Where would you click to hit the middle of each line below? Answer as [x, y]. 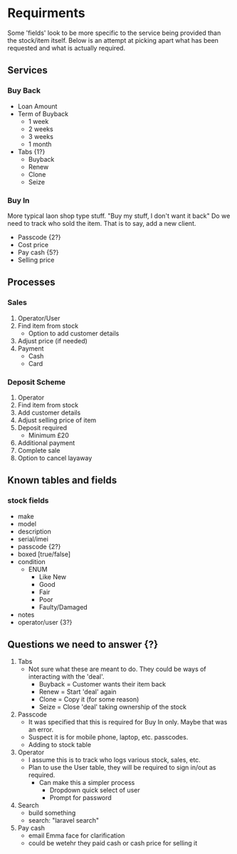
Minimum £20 [48, 435]
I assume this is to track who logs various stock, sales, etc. [114, 760]
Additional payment [46, 442]
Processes [31, 282]
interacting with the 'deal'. [66, 677]
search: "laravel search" [64, 821]
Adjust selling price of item [57, 420]
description [34, 531]
